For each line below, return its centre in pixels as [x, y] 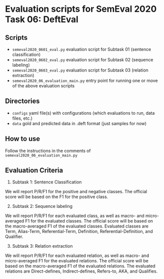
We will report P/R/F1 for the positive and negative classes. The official [76, 192]
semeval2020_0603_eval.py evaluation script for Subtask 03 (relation [80, 70]
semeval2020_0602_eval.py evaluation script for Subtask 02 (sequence [82, 60]
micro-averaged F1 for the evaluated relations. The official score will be [77, 261]
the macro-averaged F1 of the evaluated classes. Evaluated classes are [77, 226]
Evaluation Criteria [34, 170]
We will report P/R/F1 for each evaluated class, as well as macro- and [75, 216]
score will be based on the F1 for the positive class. [57, 197]
